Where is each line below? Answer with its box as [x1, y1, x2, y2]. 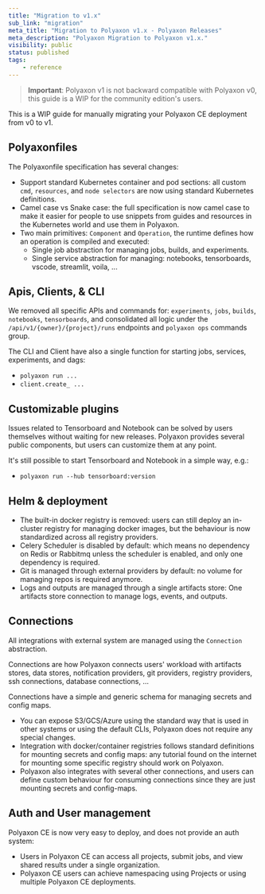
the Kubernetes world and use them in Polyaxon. [19, 220, 180, 229]
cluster [19, 524, 43, 533]
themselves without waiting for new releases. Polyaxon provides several [8, 431, 245, 442]
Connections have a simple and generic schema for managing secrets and [8, 692, 252, 701]
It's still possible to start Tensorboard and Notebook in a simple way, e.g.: [8, 455, 249, 466]
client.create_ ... [19, 381, 85, 388]
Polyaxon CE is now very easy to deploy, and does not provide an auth [8, 827, 240, 837]
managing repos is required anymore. [19, 575, 143, 584]
